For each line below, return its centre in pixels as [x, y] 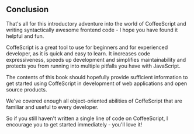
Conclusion [27, 10]
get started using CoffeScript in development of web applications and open [97, 83]
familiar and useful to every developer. [52, 107]
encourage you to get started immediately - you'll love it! [74, 124]
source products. [27, 89]
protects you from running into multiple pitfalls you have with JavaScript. [93, 66]
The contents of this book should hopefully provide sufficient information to [97, 77]
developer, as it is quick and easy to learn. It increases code [78, 53]
